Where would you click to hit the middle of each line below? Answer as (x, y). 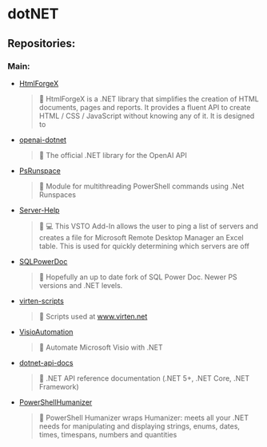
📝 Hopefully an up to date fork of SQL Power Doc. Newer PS (138, 277)
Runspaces (58, 194)
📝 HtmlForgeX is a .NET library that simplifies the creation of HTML (149, 99)
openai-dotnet (43, 140)
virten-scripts (42, 301)
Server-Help (39, 210)
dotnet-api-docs (46, 362)
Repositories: (42, 44)
